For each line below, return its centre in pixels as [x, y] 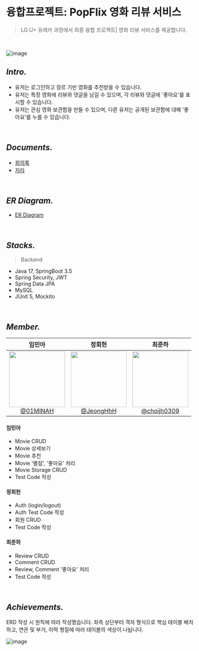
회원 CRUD [28, 520]
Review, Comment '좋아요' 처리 [52, 569]
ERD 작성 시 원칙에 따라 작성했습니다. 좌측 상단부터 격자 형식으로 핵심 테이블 [94, 622]
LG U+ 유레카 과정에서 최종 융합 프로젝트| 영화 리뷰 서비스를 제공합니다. [104, 30]
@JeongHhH [99, 411]
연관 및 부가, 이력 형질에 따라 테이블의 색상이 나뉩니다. [81, 630]
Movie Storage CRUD [41, 470]
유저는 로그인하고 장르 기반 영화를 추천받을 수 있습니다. [78, 87]
